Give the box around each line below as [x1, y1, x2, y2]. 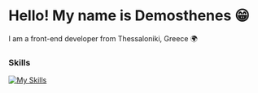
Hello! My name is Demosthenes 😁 [8, 6, 250, 25]
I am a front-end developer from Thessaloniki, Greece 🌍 [8, 33, 198, 43]
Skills [8, 57, 31, 68]
